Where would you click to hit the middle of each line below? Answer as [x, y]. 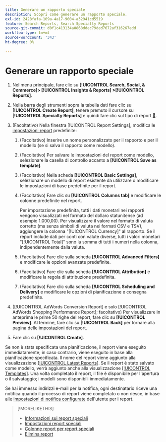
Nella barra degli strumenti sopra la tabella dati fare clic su [72, 105]
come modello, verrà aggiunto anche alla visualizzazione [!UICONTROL [78, 368]
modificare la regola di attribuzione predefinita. [68, 277]
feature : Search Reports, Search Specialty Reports [59, 24]
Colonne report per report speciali [59, 429]
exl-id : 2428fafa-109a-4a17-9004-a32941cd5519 [54, 19]
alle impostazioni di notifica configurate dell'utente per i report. [69, 399]
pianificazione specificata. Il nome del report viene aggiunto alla [70, 358]
